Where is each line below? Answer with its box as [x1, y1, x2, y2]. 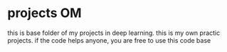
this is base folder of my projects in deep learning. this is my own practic [7, 28, 221, 37]
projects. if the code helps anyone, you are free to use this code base [7, 36, 211, 44]
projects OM [7, 5, 82, 21]
